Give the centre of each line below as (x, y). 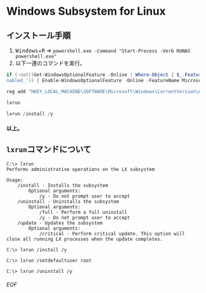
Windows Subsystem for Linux (86, 11)
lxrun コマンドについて (49, 149)
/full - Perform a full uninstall (83, 212)
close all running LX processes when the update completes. (85, 239)
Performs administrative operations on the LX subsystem (81, 169)
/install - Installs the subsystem (63, 185)
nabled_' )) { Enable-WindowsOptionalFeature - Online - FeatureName (93, 80)
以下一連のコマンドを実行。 (50, 63)
